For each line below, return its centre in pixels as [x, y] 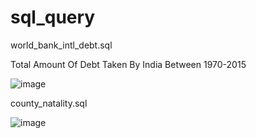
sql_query [53, 17]
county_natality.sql [49, 103]
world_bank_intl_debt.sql [61, 45]
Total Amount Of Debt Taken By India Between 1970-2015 [128, 64]
